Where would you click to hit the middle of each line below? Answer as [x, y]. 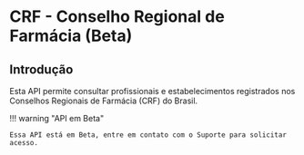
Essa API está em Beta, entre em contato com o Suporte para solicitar [148, 135]
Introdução [41, 69]
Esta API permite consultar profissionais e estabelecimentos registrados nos [152, 91]
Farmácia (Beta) [71, 36]
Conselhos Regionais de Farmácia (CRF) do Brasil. [104, 101]
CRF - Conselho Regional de [117, 17]
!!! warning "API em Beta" [57, 118]
